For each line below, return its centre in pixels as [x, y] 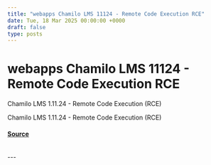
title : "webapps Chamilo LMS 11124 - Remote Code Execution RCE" [106, 14]
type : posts [25, 34]
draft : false [27, 27]
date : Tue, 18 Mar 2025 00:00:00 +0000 [66, 21]
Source [18, 134]
